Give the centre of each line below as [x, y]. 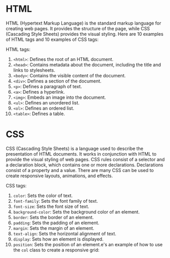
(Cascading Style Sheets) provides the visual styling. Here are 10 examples [85, 34]
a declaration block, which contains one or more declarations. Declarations [84, 165]
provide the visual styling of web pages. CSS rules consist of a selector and [85, 159]
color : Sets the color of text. [43, 196]
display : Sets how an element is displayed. [58, 239]
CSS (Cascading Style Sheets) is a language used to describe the [75, 148]
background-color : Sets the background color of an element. [76, 212]
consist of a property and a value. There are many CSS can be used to [80, 170]
